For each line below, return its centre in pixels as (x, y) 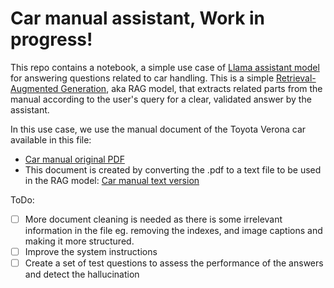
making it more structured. (79, 241)
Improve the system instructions (91, 251)
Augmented (34, 88)
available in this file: (51, 139)
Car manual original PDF (74, 159)
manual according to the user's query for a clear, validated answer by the (161, 99)
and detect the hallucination (82, 274)
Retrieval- (296, 78)
